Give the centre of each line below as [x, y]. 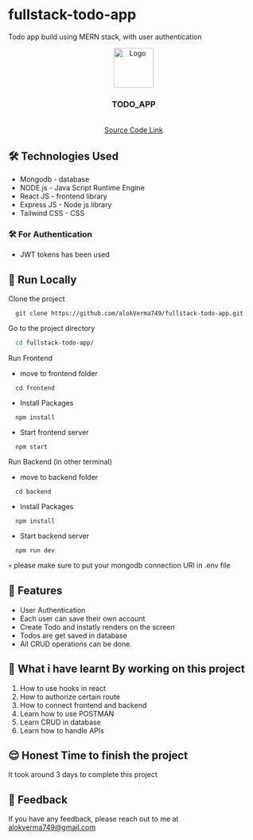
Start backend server [54, 536]
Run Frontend [31, 358]
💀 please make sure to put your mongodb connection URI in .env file [119, 565]
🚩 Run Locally [43, 279]
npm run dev [35, 551]
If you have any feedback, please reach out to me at [93, 819]
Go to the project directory [52, 328]
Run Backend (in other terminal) [60, 462]
